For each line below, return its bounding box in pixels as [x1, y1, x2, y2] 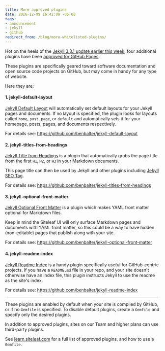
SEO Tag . [5, 173, 24, 179]
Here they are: [5, 83, 34, 89]
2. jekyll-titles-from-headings [5, 141, 68, 148]
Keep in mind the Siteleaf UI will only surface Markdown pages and [5, 219, 141, 225]
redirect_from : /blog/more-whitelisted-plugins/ [5, 35, 107, 40]
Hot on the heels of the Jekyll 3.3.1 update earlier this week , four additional [5, 48, 156, 54]
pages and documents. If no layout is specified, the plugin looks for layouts [5, 110, 157, 116]
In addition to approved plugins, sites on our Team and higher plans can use [5, 321, 159, 327]
